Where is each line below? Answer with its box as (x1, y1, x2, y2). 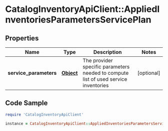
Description (93, 49, 122, 55)
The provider (82, 57, 113, 64)
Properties (5, 34, 39, 42)
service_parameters (7, 70, 57, 76)
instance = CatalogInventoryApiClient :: (5, 121, 91, 126)
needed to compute (82, 70, 129, 76)
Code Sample (5, 99, 48, 108)
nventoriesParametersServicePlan (5, 14, 151, 25)
